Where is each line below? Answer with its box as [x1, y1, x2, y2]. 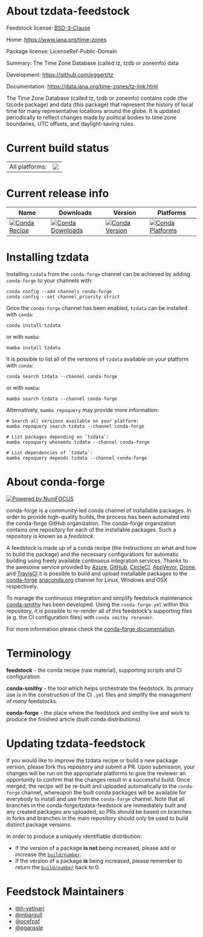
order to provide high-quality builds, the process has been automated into [6, 513, 190, 520]
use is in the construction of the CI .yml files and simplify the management [6, 691, 192, 698]
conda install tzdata [6, 322, 61, 329]
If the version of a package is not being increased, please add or [14, 844, 176, 851]
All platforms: [9, 162, 47, 170]
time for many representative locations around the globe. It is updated [6, 107, 180, 114]
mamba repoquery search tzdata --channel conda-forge [6, 423, 145, 430]
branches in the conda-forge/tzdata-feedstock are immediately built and [6, 802, 187, 809]
